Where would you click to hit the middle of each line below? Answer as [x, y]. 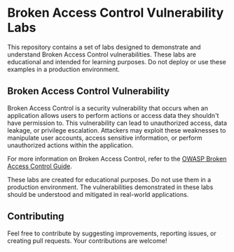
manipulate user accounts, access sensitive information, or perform [105, 138]
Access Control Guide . [40, 166]
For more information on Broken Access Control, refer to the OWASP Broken [117, 158]
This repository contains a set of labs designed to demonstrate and [104, 47]
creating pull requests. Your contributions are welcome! [87, 240]
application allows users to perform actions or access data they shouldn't [113, 115]
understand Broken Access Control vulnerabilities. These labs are [102, 54]
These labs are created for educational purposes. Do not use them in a [109, 179]
